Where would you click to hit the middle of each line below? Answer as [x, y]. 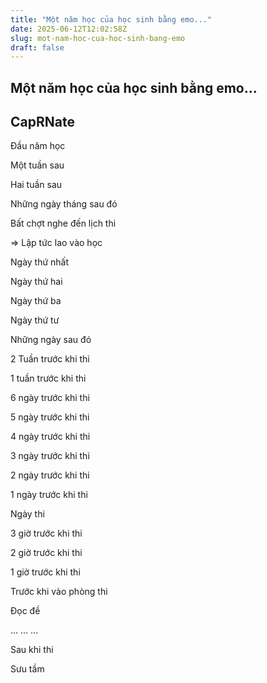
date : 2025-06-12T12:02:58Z [69, 29]
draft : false [37, 47]
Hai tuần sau [36, 185]
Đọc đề [25, 611]
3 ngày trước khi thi [50, 456]
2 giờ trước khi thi [46, 553]
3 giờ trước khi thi [46, 533]
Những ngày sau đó [51, 340]
